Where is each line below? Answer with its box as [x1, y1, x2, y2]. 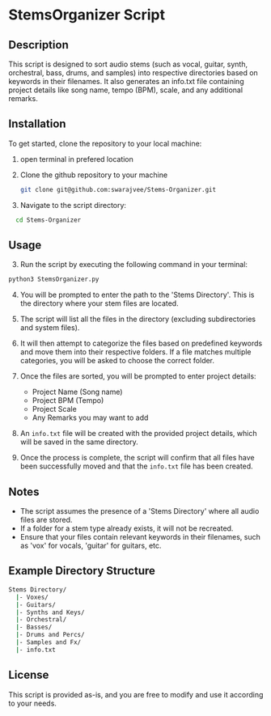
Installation [8, 117, 66, 131]
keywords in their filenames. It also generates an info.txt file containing [8, 77, 244, 86]
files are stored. [19, 515, 73, 525]
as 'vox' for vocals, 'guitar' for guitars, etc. [19, 540, 162, 551]
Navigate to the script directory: [19, 200, 127, 210]
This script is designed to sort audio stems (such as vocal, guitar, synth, [8, 59, 248, 69]
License [8, 668, 49, 682]
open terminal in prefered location [19, 154, 133, 163]
